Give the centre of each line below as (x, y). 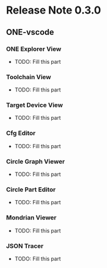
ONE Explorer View (34, 49)
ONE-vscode (30, 32)
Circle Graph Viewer (36, 161)
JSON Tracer (25, 246)
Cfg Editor (21, 133)
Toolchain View (29, 77)
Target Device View (35, 105)
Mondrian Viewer (31, 218)
